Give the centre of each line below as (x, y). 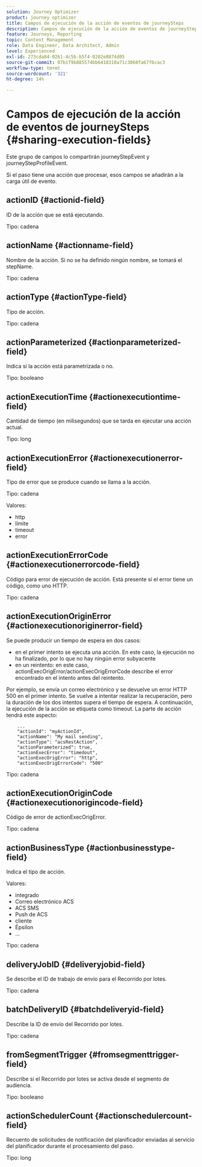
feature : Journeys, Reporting (44, 34)
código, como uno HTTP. (37, 586)
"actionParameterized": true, (55, 747)
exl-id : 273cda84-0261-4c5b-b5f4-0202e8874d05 (66, 57)
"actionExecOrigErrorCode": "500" (60, 763)
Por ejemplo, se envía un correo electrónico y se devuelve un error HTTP (97, 689)
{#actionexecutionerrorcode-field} (73, 565)
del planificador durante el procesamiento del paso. (70, 1146)
